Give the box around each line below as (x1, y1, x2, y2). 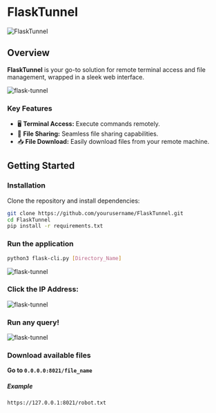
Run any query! (7, 318, 60, 327)
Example (7, 382, 33, 391)
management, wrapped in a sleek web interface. (7, 73, 145, 81)
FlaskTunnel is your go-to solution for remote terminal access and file (7, 65, 206, 73)
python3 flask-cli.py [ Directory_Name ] (7, 255, 122, 261)
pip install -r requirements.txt (7, 223, 104, 230)
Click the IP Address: (7, 284, 79, 294)
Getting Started (7, 160, 75, 172)
